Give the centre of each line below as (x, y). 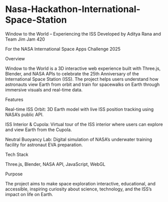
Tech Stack (17, 154)
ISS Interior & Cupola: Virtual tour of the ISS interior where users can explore (84, 124)
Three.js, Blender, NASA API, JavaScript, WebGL (55, 164)
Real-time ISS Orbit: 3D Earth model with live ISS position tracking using (79, 109)
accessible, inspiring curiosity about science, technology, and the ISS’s (78, 189)
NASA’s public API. (24, 115)
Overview (15, 58)
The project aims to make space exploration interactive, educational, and (80, 183)
